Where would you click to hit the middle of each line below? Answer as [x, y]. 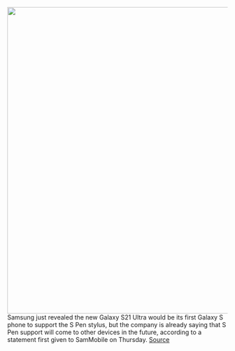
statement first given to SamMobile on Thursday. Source [88, 339]
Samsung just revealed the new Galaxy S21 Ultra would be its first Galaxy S [115, 317]
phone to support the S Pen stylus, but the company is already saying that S [117, 325]
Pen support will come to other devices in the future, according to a [105, 332]
